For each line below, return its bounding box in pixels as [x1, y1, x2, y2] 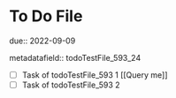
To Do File [9, 6, 83, 26]
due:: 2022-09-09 [9, 35, 76, 46]
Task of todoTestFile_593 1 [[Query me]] [21, 69, 168, 80]
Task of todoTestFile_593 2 [21, 79, 121, 90]
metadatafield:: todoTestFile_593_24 [9, 52, 142, 63]
